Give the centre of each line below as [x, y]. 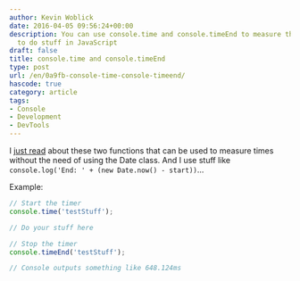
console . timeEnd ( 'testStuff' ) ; [67, 252]
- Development [36, 117]
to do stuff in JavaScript [67, 42]
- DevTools [29, 126]
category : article [43, 92]
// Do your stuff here [51, 227]
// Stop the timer [43, 244]
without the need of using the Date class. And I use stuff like [120, 160]
